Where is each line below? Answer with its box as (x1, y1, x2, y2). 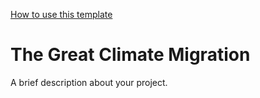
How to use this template (10, 9, 113, 20)
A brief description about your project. (10, 76, 168, 88)
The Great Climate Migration (10, 44, 251, 66)
